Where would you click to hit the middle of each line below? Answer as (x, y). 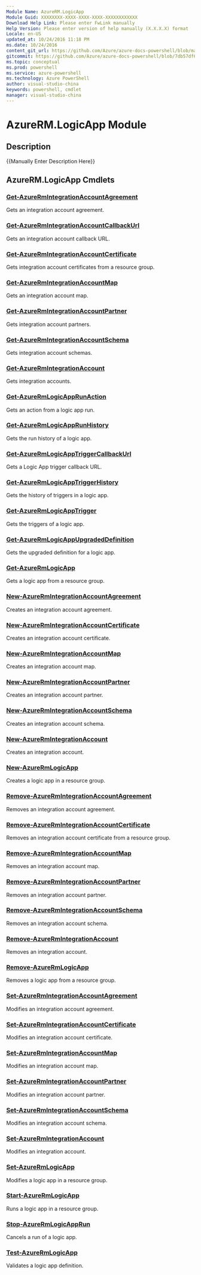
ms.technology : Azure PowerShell (48, 78)
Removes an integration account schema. (57, 923)
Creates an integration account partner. (55, 695)
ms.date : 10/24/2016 (32, 45)
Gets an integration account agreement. (55, 210)
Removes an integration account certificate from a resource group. (89, 838)
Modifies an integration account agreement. (60, 1009)
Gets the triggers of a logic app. (45, 524)
